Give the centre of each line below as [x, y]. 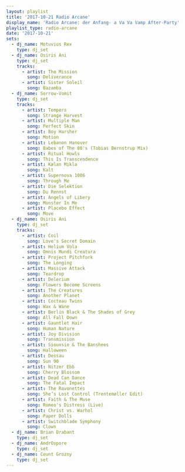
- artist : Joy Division [51, 334]
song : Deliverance [50, 77]
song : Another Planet [54, 296]
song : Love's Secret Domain [61, 241]
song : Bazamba [44, 88]
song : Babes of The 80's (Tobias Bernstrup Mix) [88, 148]
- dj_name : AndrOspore [39, 443]
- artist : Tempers [44, 110]
